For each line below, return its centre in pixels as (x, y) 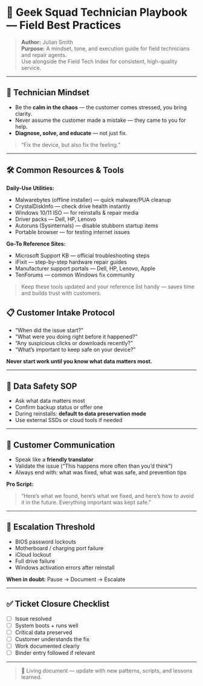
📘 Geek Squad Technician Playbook (97, 12)
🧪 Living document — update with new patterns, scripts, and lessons (107, 671)
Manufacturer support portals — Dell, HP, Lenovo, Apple (85, 268)
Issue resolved (33, 619)
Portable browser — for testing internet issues (72, 232)
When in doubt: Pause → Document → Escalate (66, 579)
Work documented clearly (47, 646)
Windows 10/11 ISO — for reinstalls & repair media (77, 212)
